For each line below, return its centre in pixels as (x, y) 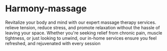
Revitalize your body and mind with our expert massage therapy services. (81, 22)
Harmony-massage (46, 9)
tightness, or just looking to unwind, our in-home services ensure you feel (81, 38)
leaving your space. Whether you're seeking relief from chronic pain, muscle (84, 33)
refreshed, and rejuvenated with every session (53, 43)
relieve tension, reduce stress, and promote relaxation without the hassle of (83, 27)
